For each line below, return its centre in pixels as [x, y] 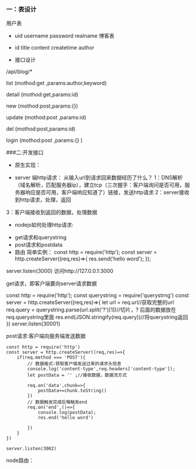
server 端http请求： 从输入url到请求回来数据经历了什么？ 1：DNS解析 [99, 178]
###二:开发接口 [25, 152]
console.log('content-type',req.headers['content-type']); [102, 369]
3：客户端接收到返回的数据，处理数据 [52, 212]
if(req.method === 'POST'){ [51, 358]
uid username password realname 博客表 [65, 36]
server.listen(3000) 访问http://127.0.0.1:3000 [60, 271]
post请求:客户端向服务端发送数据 [46, 336]
